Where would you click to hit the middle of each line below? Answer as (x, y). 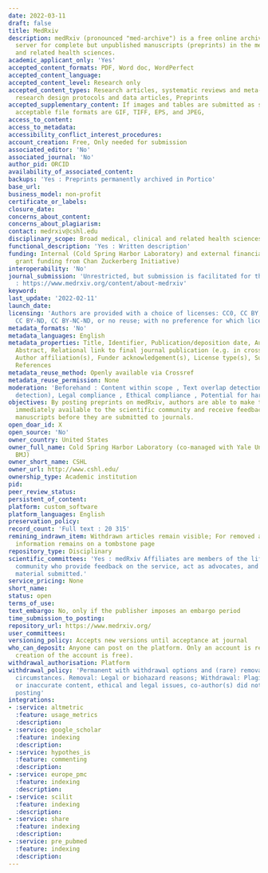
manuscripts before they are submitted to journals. (105, 418)
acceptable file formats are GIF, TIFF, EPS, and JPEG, (110, 113)
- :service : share (39, 819)
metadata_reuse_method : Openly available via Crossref (101, 373)
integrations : (32, 700)
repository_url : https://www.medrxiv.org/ (80, 626)
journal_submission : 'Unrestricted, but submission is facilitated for (130, 276)
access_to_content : (41, 120)
